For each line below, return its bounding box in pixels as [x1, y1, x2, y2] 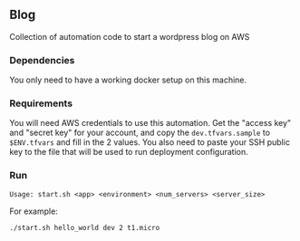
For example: [9, 206, 59, 217]
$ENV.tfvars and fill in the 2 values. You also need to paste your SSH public [9, 137, 290, 148]
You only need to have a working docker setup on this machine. [9, 74, 247, 85]
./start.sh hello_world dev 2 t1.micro [9, 223, 160, 232]
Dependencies [9, 53, 75, 66]
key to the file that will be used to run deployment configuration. [9, 147, 249, 158]
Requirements [9, 97, 73, 110]
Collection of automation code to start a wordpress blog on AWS [9, 31, 250, 42]
